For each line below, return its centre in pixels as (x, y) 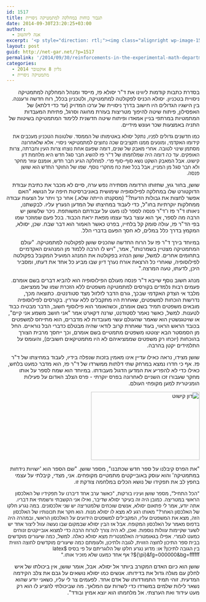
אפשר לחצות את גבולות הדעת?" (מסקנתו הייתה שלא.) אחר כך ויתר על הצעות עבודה (103, 198)
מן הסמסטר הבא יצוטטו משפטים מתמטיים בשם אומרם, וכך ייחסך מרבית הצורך (109, 332)
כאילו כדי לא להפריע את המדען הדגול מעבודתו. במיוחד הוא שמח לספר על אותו (109, 370)
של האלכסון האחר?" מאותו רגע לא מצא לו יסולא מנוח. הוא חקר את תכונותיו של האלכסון (106, 512)
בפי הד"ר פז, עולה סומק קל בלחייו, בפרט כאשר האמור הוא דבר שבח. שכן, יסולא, (107, 224)
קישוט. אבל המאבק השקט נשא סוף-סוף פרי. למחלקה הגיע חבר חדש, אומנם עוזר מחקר (107, 161)
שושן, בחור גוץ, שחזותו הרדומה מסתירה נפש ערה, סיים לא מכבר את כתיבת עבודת (106, 185)
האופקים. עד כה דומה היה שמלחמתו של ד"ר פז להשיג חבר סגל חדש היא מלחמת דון (110, 155)
